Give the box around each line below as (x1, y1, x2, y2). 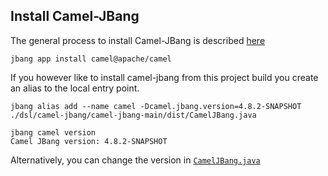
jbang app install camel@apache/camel (10, 54, 172, 64)
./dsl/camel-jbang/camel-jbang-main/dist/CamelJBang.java (10, 110, 257, 120)
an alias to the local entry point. (10, 82, 140, 94)
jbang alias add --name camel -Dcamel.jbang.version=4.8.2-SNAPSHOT (10, 101, 302, 111)
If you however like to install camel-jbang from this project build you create (10, 71, 319, 83)
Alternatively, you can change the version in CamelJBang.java (10, 154, 261, 166)
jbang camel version (10, 127, 97, 138)
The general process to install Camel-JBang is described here (10, 34, 266, 46)
